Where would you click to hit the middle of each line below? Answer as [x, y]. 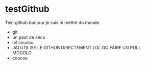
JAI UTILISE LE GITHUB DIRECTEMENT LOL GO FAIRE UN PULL [76, 47]
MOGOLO [22, 53]
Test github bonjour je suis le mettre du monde [52, 22]
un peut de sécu [29, 37]
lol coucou [23, 42]
